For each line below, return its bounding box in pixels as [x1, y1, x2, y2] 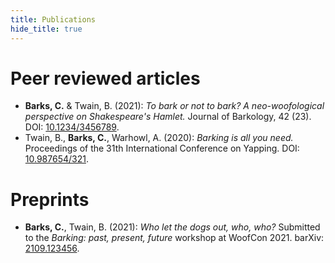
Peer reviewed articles [10, 67, 201, 90]
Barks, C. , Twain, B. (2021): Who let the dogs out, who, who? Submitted [24, 221, 321, 233]
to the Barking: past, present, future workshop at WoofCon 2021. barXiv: [24, 232, 325, 244]
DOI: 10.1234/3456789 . [24, 121, 120, 133]
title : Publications [10, 14, 97, 25]
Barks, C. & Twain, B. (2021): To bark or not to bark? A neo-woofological [24, 100, 325, 112]
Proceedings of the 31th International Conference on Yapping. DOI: [24, 142, 300, 155]
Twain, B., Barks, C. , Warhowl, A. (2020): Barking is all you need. [24, 132, 294, 144]
